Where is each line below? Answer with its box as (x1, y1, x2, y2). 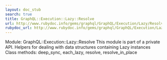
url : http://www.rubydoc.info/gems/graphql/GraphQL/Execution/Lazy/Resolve (5, 21, 166, 26)
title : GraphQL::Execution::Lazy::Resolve (5, 16, 94, 21)
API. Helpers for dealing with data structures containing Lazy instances (5, 44, 151, 50)
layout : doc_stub (5, 7, 41, 12)
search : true (5, 12, 32, 17)
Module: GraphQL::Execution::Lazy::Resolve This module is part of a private (5, 39, 161, 45)
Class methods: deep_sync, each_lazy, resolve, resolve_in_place (5, 50, 138, 56)
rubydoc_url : (5, 26, 32, 30)
